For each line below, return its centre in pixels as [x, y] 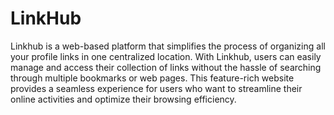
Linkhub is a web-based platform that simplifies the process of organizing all [168, 46]
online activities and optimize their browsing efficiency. [123, 99]
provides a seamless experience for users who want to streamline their [156, 88]
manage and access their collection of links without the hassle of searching [166, 67]
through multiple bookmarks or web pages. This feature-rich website [152, 78]
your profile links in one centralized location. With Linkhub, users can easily [166, 56]
